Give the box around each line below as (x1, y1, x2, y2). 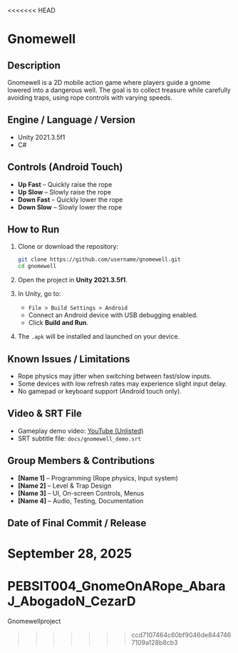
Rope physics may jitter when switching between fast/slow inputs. (17, 372, 212, 380)
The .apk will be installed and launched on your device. (17, 332, 180, 341)
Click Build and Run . (28, 319, 89, 327)
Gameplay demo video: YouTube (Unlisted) (17, 426, 144, 435)
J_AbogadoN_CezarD (7, 593, 137, 610)
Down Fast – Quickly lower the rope (17, 195, 123, 204)
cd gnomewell (17, 263, 57, 270)
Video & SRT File (7, 408, 82, 420)
